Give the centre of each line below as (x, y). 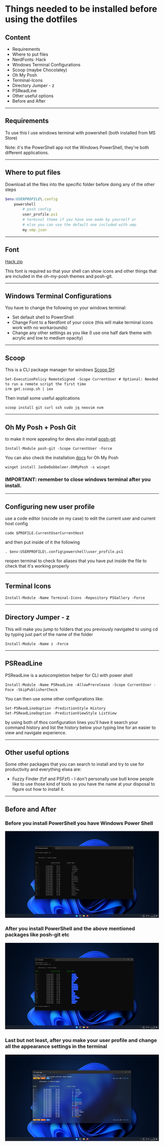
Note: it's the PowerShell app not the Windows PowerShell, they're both (77, 147)
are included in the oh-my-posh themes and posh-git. (59, 276)
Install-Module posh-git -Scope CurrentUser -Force (59, 448)
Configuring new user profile (50, 507)
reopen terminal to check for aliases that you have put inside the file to (76, 561)
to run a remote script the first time (46, 384)
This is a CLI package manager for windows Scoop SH (60, 370)
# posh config (37, 209)
